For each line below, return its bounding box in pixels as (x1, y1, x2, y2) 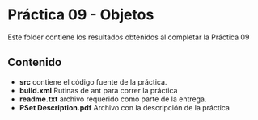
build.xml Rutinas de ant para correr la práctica (19, 85, 178, 95)
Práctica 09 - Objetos (7, 6, 154, 24)
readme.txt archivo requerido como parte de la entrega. (19, 94, 207, 104)
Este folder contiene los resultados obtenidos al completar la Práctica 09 (7, 32, 250, 42)
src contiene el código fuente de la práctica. (19, 77, 167, 86)
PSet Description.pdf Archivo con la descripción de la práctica (19, 102, 230, 112)
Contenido (7, 56, 62, 69)
